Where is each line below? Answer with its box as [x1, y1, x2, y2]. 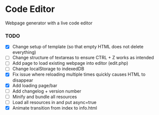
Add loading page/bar [12, 82, 58, 88]
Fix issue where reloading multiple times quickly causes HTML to [12, 71, 146, 78]
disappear [12, 77, 33, 83]
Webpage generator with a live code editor [5, 20, 93, 26]
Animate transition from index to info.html [12, 105, 97, 111]
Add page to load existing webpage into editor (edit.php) [12, 60, 128, 66]
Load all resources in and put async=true [12, 99, 97, 105]
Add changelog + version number [12, 88, 81, 94]
